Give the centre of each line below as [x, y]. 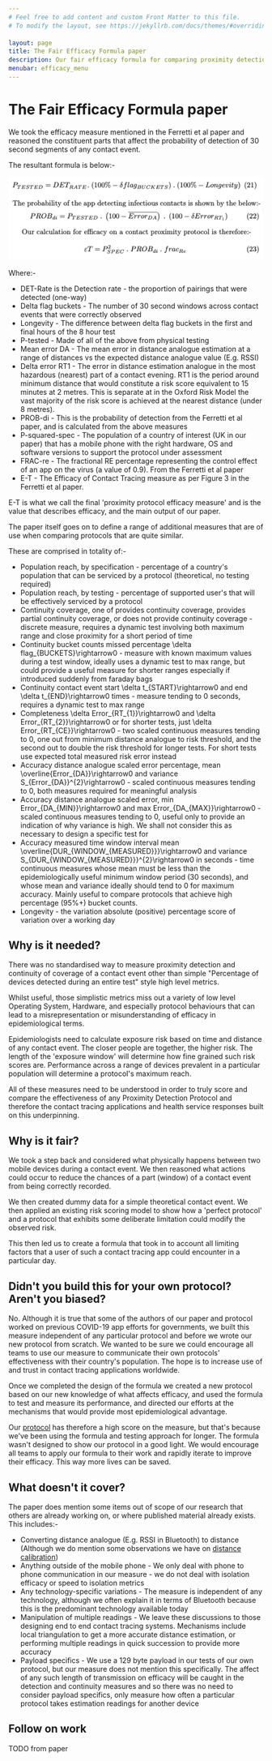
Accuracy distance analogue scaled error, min [97, 799]
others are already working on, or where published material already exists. [132, 1515]
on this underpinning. [44, 1116]
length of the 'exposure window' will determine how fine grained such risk [132, 1056]
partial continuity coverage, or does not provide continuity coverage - [136, 618]
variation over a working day [68, 919]
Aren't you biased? [57, 1298]
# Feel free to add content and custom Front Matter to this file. [125, 17]
